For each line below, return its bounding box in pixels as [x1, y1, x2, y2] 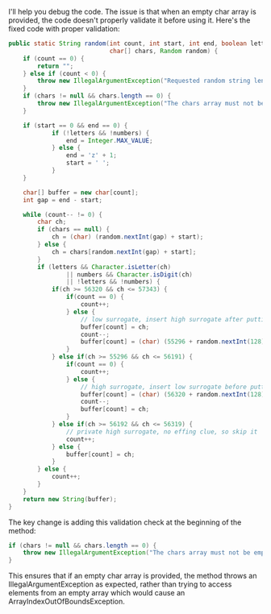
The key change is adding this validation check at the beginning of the [8, 517, 242, 527]
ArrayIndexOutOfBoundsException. [8, 596, 125, 607]
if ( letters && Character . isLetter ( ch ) [37, 263, 172, 271]
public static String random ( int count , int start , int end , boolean [8, 39, 248, 48]
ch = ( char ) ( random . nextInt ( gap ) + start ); [51, 233, 204, 241]
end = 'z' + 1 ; [65, 151, 117, 160]
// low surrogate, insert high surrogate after [80, 315, 244, 323]
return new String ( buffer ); [23, 495, 117, 503]
